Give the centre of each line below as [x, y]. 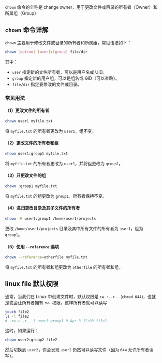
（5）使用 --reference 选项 [32, 246]
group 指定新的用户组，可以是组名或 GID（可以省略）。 [66, 78]
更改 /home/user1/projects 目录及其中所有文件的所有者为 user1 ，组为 [74, 228]
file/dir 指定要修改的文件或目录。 [47, 84]
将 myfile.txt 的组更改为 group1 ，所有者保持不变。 [56, 196]
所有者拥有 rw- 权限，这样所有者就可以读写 [64, 302]
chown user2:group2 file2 [31, 340]
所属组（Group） [22, 13]
